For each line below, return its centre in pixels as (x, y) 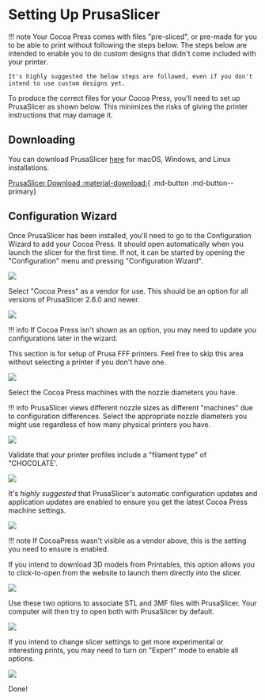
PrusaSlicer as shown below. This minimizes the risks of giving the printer (128, 106)
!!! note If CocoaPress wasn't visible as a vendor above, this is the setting (127, 540)
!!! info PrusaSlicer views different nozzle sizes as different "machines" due (131, 407)
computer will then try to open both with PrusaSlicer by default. (112, 611)
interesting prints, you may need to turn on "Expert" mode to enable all (123, 650)
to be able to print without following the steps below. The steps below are (128, 44)
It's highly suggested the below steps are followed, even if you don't (131, 76)
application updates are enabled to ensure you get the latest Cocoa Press (128, 502)
